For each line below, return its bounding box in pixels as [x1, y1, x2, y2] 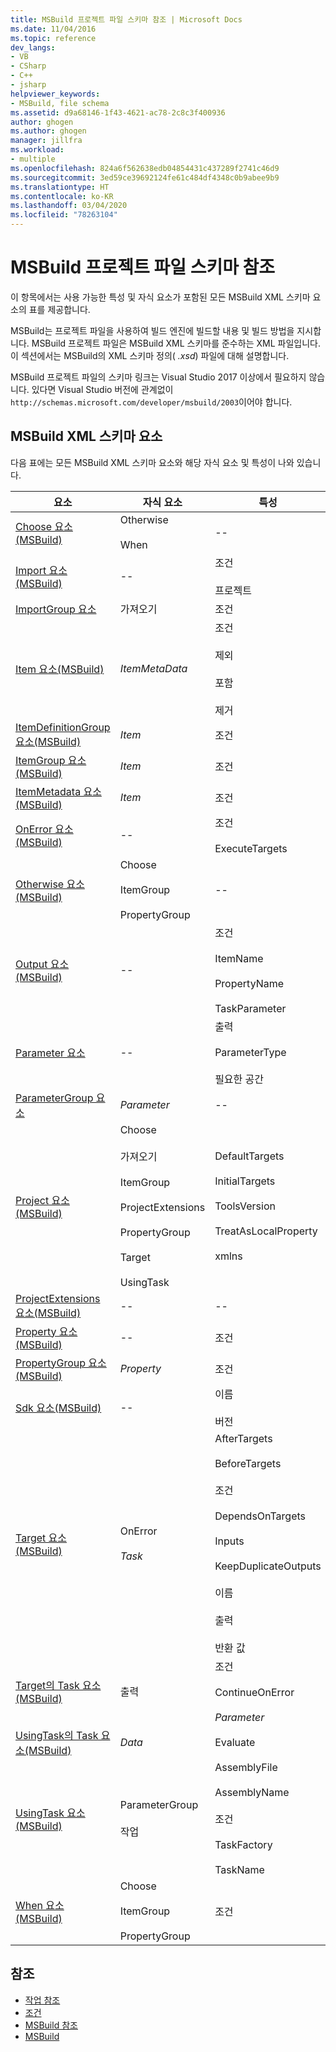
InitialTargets [214, 1174, 276, 1188]
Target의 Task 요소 [15, 1678, 102, 1692]
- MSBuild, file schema [10, 98, 110, 108]
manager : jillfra [10, 136, 83, 146]
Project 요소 [15, 1193, 70, 1207]
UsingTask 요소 [15, 1806, 86, 1820]
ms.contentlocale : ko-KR [10, 191, 114, 201]
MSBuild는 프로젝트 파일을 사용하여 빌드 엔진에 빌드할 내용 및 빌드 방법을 [10, 324, 295, 336]
